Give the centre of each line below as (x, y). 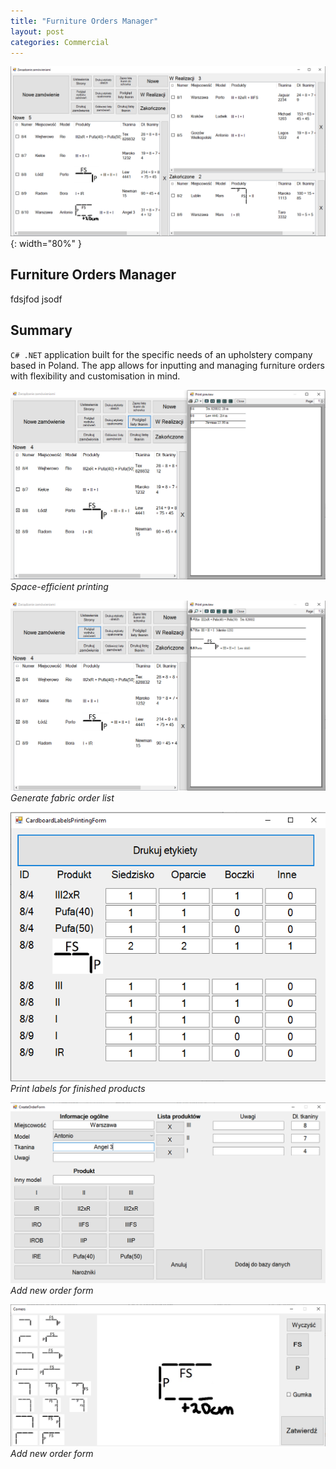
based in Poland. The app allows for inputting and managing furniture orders (167, 365)
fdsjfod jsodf (36, 299)
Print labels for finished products (78, 1089)
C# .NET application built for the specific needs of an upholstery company (161, 354)
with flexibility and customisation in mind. (95, 376)
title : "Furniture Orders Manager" (84, 21)
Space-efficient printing (59, 587)
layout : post (37, 31)
